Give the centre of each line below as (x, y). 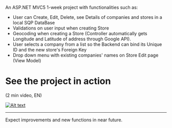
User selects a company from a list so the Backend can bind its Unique (87, 44)
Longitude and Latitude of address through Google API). (72, 39)
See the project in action (58, 81)
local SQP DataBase (34, 23)
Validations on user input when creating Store (61, 28)
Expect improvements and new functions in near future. (64, 120)
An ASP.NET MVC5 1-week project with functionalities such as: (72, 7)
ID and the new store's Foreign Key (50, 50)
